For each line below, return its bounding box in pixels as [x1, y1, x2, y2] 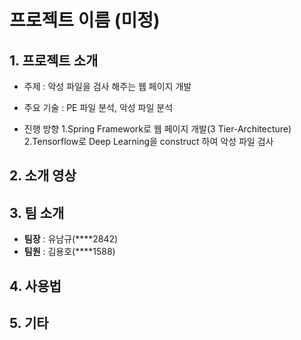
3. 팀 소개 [9, 204, 65, 221]
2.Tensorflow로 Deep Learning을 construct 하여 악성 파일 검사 [23, 136, 274, 147]
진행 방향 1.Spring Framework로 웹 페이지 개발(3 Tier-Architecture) [23, 123, 292, 135]
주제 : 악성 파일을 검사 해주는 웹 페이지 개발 [23, 81, 192, 92]
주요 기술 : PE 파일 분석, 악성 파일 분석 [23, 102, 174, 113]
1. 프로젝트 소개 [9, 52, 99, 69]
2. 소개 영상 [9, 167, 77, 185]
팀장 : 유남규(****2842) [23, 233, 119, 245]
